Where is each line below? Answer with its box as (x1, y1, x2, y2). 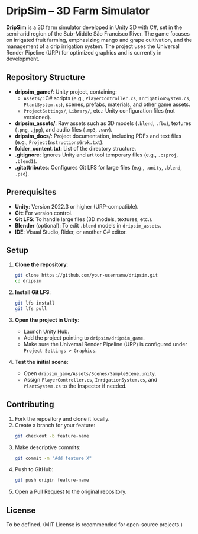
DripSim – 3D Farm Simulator (6, 4, 150, 18)
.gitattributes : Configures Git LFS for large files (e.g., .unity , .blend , (14, 164, 182, 171)
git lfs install (14, 300, 55, 306)
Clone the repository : (14, 261, 69, 268)
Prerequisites (6, 187, 57, 197)
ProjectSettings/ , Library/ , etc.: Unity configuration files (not (23, 107, 176, 114)
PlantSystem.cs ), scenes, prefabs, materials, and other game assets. (23, 101, 190, 108)
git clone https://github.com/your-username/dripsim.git (14, 273, 158, 279)
